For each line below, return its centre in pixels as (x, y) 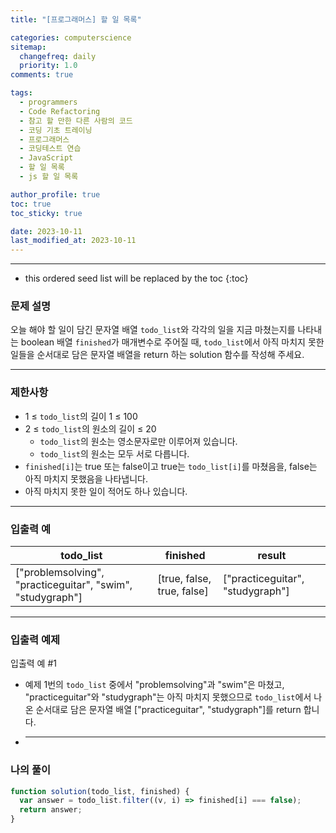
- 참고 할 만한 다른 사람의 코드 (76, 121)
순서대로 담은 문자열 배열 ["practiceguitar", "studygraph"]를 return (168, 710)
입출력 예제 (35, 639)
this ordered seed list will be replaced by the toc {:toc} (136, 278)
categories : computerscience (71, 37)
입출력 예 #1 (33, 663)
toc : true (31, 204)
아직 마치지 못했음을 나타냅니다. (86, 478)
